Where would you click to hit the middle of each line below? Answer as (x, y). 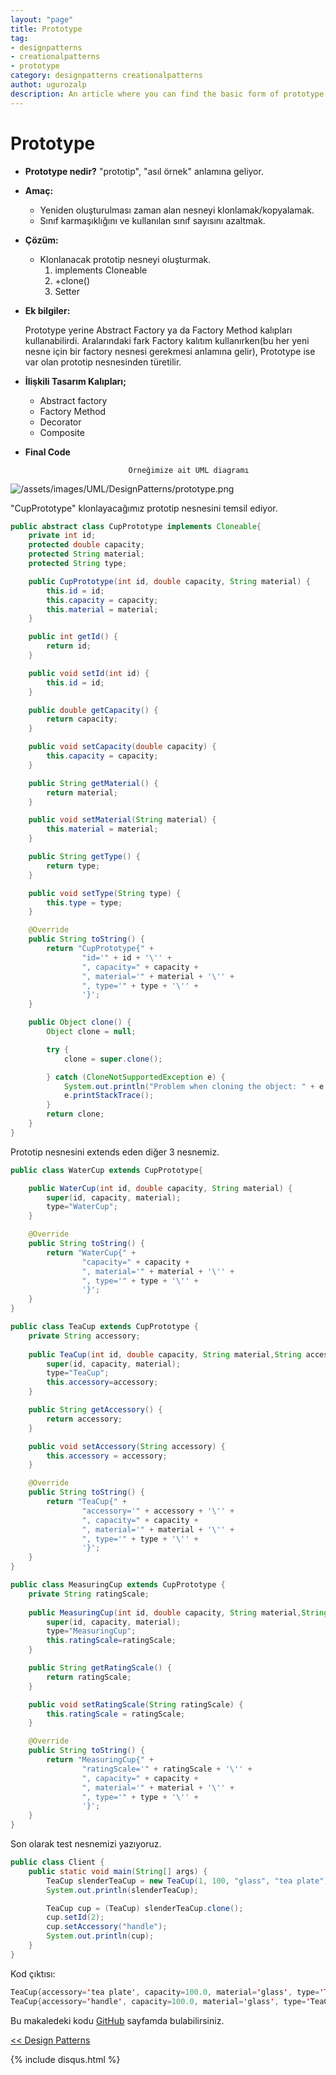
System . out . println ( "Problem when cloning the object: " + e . (196, 1086)
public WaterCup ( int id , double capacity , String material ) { (160, 1188)
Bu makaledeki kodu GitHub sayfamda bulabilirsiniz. (117, 2020)
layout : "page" (42, 19)
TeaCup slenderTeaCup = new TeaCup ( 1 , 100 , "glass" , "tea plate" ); (189, 1881)
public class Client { (57, 1862)
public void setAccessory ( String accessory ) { (127, 1446)
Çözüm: (41, 240)
